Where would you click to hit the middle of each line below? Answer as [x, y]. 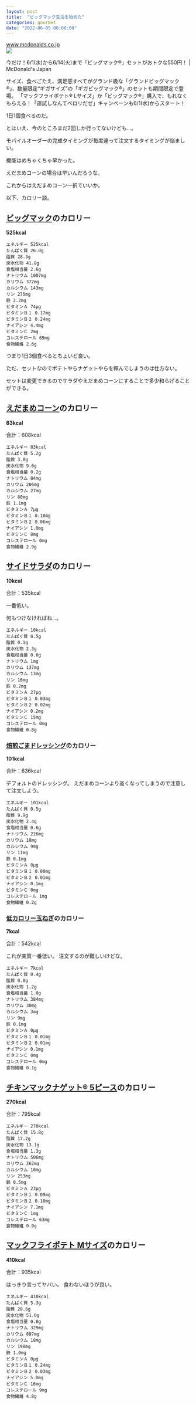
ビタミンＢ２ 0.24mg [28, 319]
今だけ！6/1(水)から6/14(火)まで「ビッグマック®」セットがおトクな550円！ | [98, 63]
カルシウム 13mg [24, 673]
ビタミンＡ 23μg [24, 1189]
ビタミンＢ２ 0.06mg [28, 522]
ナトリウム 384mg [25, 1000]
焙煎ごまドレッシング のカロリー [51, 746]
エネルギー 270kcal [27, 1126]
